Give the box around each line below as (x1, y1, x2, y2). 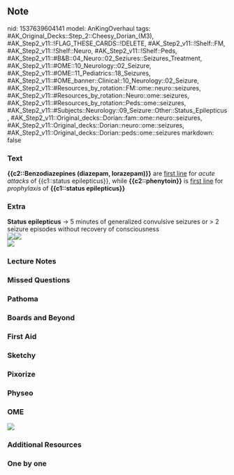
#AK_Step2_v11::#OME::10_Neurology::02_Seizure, (7, 61, 152, 69)
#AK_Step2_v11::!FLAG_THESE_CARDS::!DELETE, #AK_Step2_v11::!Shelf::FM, (7, 39, 226, 48)
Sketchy (7, 350, 36, 360)
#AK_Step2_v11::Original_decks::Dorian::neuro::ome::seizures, (7, 121, 185, 129)
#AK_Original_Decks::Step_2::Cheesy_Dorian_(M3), (7, 32, 154, 40)
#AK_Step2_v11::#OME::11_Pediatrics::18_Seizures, (7, 69, 152, 77)
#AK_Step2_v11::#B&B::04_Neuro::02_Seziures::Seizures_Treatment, (7, 54, 203, 62)
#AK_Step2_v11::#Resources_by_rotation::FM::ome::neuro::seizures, (7, 83, 201, 92)
